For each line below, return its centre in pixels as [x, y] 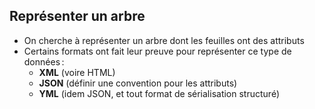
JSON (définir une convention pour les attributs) [138, 83]
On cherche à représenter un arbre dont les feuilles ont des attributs [164, 40]
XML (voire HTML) [77, 72]
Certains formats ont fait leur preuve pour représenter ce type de [157, 51]
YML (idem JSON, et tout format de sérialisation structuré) [159, 93]
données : [44, 61]
